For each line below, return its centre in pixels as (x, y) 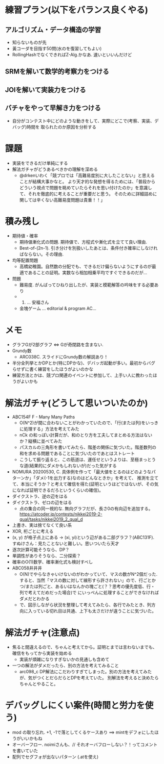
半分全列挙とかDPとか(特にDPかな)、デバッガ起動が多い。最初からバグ (84, 363)
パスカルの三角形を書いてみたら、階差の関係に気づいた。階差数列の (88, 447)
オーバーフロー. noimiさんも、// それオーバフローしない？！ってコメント (85, 745)
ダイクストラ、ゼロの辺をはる (42, 503)
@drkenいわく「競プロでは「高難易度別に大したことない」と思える (87, 175)
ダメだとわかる (34, 599)
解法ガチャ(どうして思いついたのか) (76, 403)
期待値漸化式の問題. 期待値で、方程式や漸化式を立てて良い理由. (83, 242)
